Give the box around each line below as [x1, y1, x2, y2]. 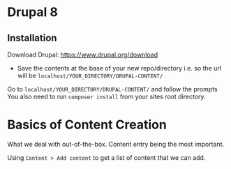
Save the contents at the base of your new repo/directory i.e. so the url [17, 64, 222, 72]
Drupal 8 [7, 4, 58, 20]
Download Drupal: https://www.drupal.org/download [7, 50, 158, 59]
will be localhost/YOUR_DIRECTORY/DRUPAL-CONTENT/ [17, 71, 163, 80]
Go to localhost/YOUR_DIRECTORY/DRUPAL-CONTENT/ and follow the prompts [7, 85, 218, 93]
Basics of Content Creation [7, 117, 167, 133]
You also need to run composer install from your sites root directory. [7, 92, 206, 101]
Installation [7, 32, 57, 44]
